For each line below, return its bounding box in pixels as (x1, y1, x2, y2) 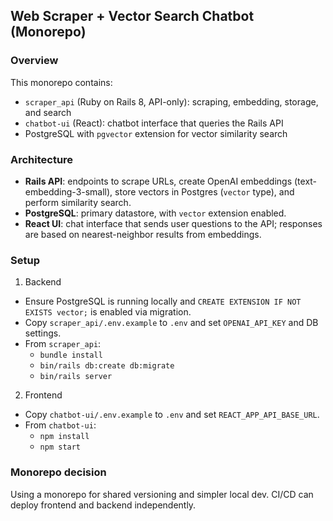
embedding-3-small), (24, 185, 113, 198)
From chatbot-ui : (24, 419, 97, 431)
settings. (24, 327, 62, 339)
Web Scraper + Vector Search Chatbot (10, 8, 255, 25)
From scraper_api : (24, 338, 102, 350)
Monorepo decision (10, 465, 107, 479)
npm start (39, 442, 82, 453)
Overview (10, 54, 59, 68)
